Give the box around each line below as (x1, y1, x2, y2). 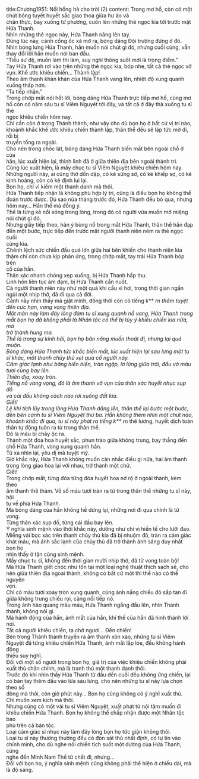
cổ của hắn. (6, 265, 35, 273)
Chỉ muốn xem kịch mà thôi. (6, 697, 74, 703)
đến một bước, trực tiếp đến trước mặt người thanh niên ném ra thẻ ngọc (6, 227, 184, 234)
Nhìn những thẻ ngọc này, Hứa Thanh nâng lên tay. (6, 31, 131, 38)
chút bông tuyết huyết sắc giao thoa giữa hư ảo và (6, 12, 129, 19)
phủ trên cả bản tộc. (6, 722, 56, 729)
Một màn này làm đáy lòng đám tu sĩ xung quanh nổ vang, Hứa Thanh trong (6, 310, 193, 317)
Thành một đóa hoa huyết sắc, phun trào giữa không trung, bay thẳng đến (6, 437, 188, 444)
